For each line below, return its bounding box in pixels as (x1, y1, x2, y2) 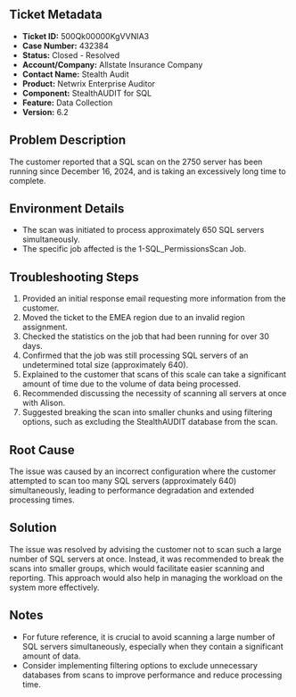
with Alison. (21, 397, 65, 409)
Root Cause (9, 442, 76, 458)
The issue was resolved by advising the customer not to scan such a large (9, 543, 283, 554)
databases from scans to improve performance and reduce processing (21, 669, 283, 680)
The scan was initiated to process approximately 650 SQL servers (21, 225, 265, 236)
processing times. (9, 494, 75, 505)
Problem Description (9, 133, 127, 148)
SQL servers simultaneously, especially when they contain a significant (21, 641, 284, 651)
